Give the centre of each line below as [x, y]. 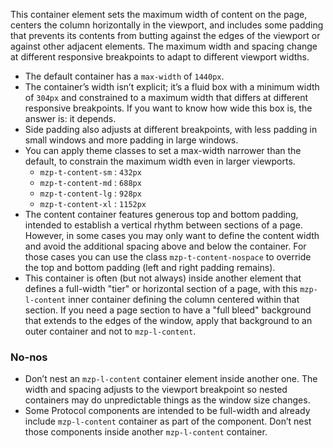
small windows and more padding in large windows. [131, 140]
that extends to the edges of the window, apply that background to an [168, 320]
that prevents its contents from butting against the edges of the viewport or [165, 35]
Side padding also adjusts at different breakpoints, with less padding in [171, 129]
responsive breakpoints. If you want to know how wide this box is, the [168, 108]
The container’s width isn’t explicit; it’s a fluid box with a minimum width [172, 87]
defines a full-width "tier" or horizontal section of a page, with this [161, 288]
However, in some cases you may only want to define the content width [172, 235]
